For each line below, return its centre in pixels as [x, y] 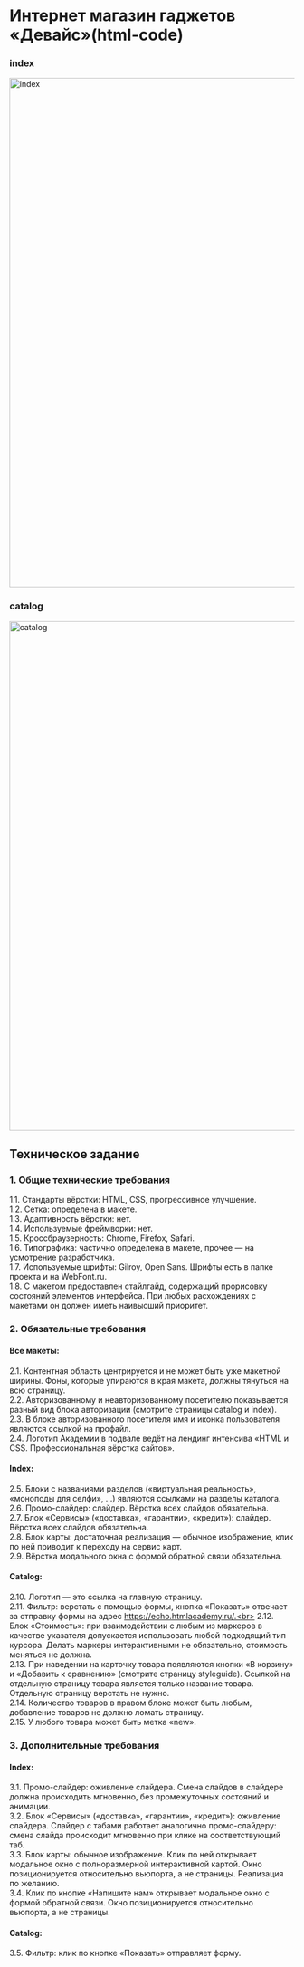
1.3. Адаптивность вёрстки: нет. [71, 1219]
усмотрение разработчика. [62, 1257]
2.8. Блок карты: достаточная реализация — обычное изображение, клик [152, 1537]
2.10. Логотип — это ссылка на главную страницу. [106, 1597]
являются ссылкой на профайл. [70, 1428]
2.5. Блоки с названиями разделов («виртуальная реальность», [133, 1488]
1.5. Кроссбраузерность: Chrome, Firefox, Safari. [102, 1238]
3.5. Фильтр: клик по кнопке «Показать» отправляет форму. [125, 1953]
